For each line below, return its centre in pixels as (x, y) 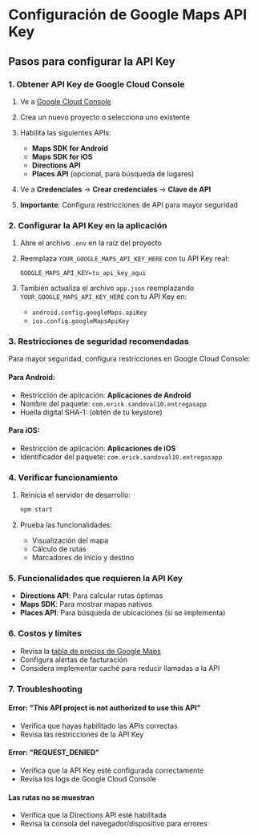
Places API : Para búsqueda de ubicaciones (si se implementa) (123, 613)
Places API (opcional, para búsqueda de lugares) (113, 173)
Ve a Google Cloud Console (65, 101)
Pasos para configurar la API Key (92, 61)
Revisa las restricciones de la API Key (82, 734)
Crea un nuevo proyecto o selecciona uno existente (105, 117)
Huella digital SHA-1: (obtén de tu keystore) (91, 412)
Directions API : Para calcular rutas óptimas (91, 596)
